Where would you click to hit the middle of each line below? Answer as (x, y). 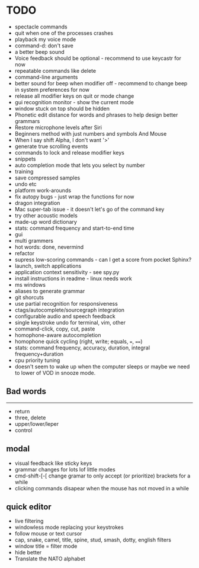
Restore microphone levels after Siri (58, 127)
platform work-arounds (43, 190)
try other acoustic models (46, 215)
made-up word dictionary (46, 222)
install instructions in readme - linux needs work (73, 278)
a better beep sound (40, 52)
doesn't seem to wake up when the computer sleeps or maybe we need (102, 366)
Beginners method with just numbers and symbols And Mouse (91, 133)
